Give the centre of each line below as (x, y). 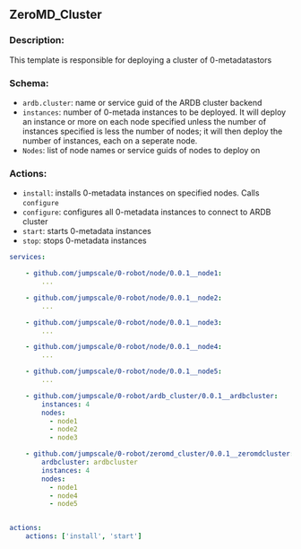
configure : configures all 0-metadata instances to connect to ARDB (146, 212)
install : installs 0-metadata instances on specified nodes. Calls (141, 193)
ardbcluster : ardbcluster (90, 462)
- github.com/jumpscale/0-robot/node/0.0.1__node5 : (124, 371)
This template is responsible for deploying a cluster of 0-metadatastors (141, 60)
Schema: (29, 83)
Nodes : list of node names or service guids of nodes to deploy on (141, 150)
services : (28, 257)
